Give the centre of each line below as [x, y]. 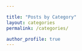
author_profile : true [33, 39]
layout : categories [31, 22]
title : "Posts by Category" [42, 17]
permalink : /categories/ [37, 28]
